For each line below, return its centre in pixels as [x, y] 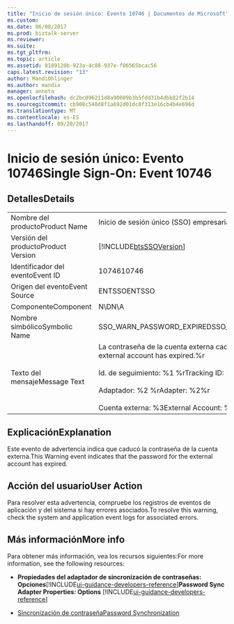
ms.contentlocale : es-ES [43, 117]
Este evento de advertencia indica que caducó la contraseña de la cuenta [112, 449]
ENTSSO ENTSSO [127, 291]
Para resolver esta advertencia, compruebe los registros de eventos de [109, 503]
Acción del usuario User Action [75, 486]
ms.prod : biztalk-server [43, 33]
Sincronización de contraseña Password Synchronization [98, 612]
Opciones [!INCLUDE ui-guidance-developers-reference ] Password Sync [121, 584]
